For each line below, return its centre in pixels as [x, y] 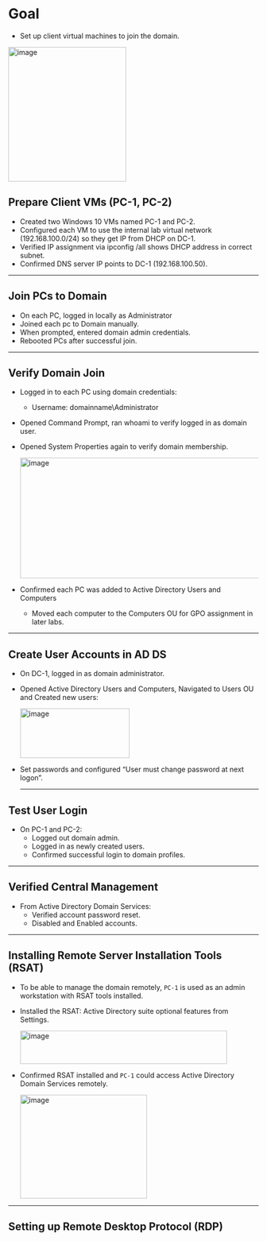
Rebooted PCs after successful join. [78, 340]
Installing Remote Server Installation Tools [115, 955]
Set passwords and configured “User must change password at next [132, 769]
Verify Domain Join [57, 373]
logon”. [31, 778]
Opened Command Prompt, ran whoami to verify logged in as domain [133, 423]
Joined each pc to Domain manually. [79, 323]
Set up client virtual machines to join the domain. [100, 36]
